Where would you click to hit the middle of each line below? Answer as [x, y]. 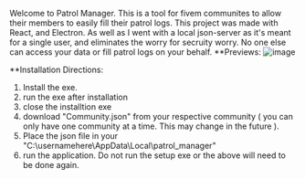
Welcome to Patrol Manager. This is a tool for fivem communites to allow [145, 13]
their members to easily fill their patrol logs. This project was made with [144, 23]
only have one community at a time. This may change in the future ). [151, 126]
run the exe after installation [75, 97]
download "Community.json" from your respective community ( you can [158, 116]
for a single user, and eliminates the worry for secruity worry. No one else [148, 42]
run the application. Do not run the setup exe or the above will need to [154, 155]
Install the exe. [50, 87]
